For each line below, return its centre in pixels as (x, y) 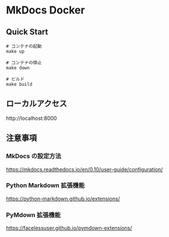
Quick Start (27, 32)
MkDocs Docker (46, 10)
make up (15, 51)
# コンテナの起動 (24, 46)
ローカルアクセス (36, 104)
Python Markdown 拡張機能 (45, 186)
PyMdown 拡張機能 (34, 215)
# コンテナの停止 (24, 63)
